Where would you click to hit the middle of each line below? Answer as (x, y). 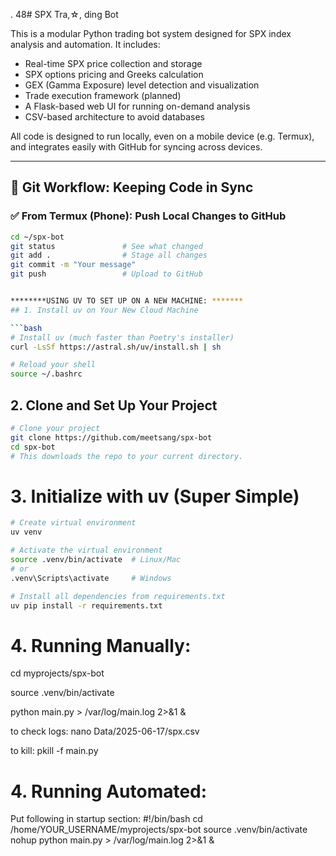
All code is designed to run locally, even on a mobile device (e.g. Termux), (162, 136)
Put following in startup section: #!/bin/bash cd (106, 819)
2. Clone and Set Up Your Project (114, 405)
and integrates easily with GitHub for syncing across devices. (136, 147)
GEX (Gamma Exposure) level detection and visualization (142, 85)
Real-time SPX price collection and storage (113, 63)
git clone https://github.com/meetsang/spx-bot (111, 437)
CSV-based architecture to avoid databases (114, 117)
